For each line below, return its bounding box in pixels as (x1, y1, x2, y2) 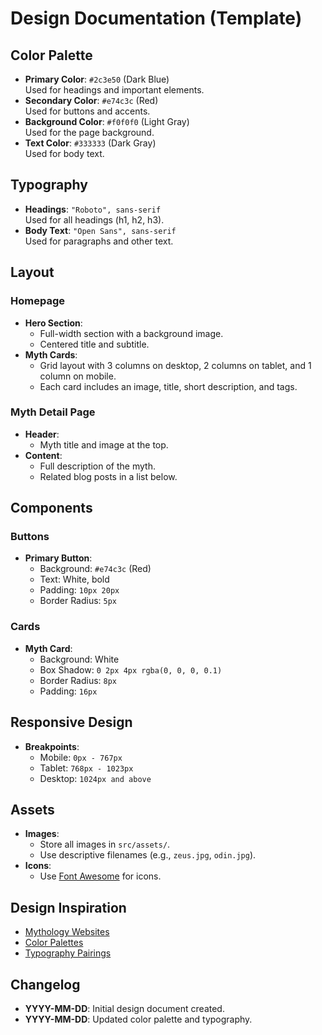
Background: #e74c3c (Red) (39, 563, 152, 575)
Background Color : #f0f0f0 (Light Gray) (24, 116, 190, 127)
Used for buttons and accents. (24, 105, 151, 117)
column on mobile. (39, 370, 117, 382)
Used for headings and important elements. (24, 84, 205, 96)
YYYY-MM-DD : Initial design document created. (24, 1003, 225, 1015)
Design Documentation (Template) (10, 7, 303, 30)
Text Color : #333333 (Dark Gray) (24, 137, 157, 149)
